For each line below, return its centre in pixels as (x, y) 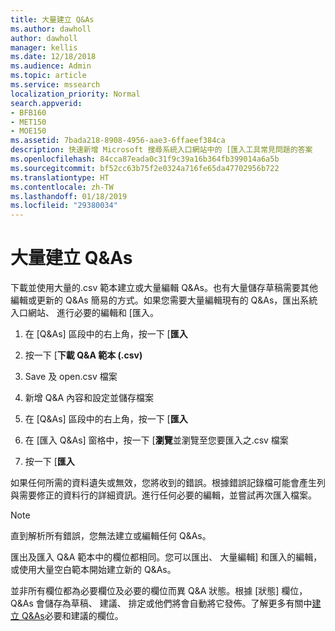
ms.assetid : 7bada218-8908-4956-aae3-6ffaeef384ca (118, 141)
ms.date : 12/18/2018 (53, 57)
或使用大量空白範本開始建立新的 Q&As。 (93, 570)
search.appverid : (46, 103)
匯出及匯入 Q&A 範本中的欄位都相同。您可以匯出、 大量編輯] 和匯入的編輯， (166, 557)
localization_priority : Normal (75, 94)
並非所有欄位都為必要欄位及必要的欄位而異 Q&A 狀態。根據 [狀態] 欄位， (159, 591)
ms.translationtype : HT (60, 177)
